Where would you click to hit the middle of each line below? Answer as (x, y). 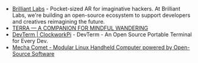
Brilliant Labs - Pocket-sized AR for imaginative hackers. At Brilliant (96, 9)
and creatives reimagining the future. (58, 22)
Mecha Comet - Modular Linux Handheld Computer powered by (92, 47)
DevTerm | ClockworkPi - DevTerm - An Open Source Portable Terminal (102, 35)
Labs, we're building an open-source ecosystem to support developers (101, 15)
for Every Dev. (30, 41)
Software (43, 54)
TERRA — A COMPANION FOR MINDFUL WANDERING (80, 28)
